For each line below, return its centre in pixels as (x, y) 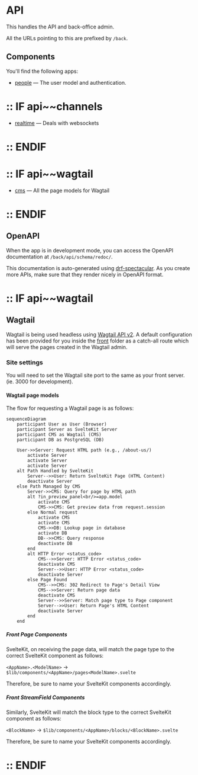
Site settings (25, 362)
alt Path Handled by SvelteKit (55, 471)
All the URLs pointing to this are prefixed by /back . (67, 38)
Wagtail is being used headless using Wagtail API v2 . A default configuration (99, 334)
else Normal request (53, 513)
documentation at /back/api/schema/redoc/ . (60, 257)
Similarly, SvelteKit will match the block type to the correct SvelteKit (89, 712)
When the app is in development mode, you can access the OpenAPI (90, 250)
